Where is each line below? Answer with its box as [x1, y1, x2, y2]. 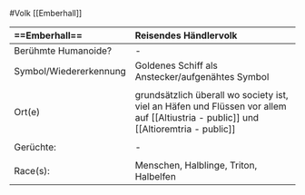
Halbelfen [134, 171, 177, 182]
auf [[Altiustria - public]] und [134, 112, 260, 123]
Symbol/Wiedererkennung [14, 65, 127, 77]
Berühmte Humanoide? [14, 44, 113, 57]
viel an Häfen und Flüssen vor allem [134, 100, 288, 112]
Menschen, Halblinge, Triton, [134, 159, 258, 171]
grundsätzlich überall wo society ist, [134, 89, 289, 101]
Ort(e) [14, 106, 41, 118]
